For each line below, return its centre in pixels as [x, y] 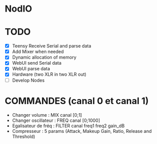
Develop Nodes [28, 80]
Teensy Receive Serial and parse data [52, 46]
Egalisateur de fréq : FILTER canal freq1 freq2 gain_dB [68, 126]
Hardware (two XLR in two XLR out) [49, 74]
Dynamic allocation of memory [44, 57]
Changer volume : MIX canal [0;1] [47, 115]
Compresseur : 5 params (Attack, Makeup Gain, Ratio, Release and [82, 131]
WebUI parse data [31, 69]
